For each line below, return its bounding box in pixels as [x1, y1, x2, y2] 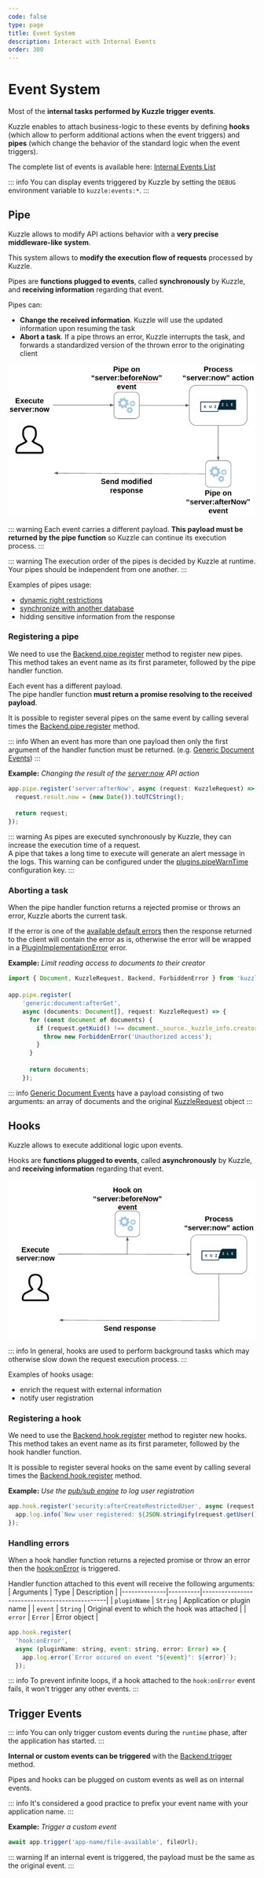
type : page [8, 20, 44, 29]
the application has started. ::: [8, 1737, 104, 1746]
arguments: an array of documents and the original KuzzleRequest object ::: [8, 1096, 253, 1106]
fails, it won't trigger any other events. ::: [8, 1684, 139, 1693]
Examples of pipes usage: [8, 580, 92, 589]
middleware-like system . [8, 237, 91, 247]
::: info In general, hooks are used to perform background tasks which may [8, 1346, 250, 1355]
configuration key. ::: [8, 865, 75, 875]
